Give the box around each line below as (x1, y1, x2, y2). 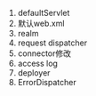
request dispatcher (17, 37, 87, 48)
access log (17, 58, 58, 68)
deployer (17, 68, 51, 78)
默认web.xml (17, 18, 65, 28)
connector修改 (17, 48, 72, 59)
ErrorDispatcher (17, 77, 77, 87)
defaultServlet (17, 8, 70, 18)
